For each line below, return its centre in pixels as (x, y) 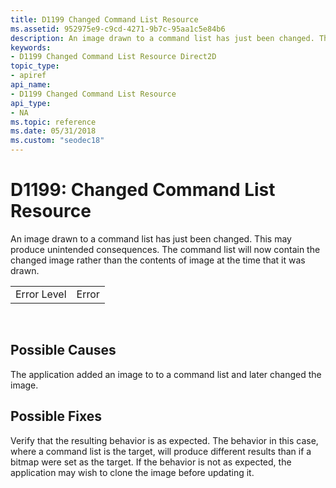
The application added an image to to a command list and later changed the (166, 374)
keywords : (31, 47)
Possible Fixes (56, 416)
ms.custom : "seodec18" (57, 141)
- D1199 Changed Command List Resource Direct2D (113, 57)
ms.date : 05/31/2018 (53, 131)
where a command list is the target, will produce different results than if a (161, 451)
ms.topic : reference (53, 122)
